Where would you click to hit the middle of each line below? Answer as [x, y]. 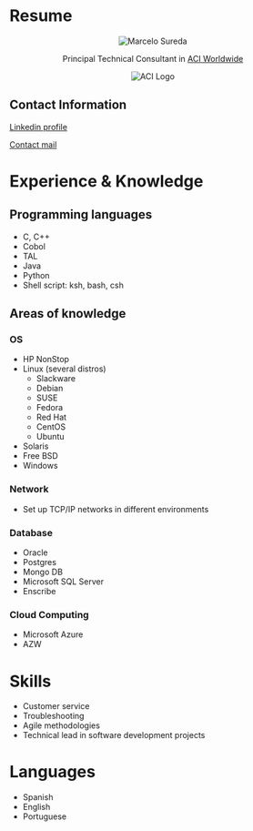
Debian [50, 389]
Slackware [56, 379]
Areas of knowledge [68, 314]
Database [31, 532]
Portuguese [44, 816]
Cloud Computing [49, 614]
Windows [40, 466]
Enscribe [39, 592]
